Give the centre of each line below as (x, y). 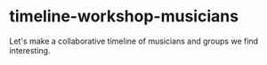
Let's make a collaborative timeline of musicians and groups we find (134, 41)
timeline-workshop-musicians (124, 16)
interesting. (30, 50)
